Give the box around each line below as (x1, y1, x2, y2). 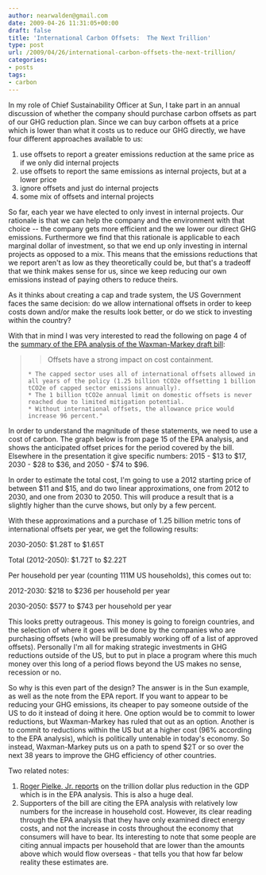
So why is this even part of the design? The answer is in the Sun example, (8, 682, 250, 692)
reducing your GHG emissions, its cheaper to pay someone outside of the (8, 699, 249, 709)
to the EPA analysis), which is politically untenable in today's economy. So (8, 733, 250, 743)
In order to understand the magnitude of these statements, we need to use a (8, 426, 258, 435)
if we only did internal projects (19, 157, 119, 167)
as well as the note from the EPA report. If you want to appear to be (8, 691, 229, 701)
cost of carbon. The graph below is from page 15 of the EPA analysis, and (8, 434, 249, 444)
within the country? (8, 315, 71, 325)
